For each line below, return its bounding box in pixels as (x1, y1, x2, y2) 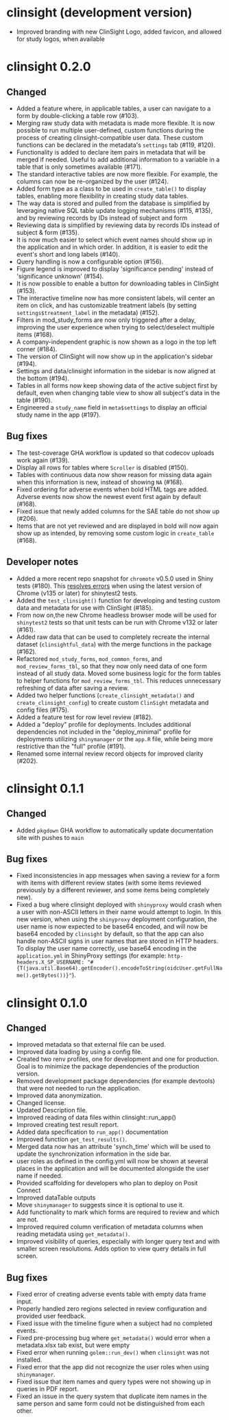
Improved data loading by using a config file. (16, 1048, 143, 1056)
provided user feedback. (16, 1312, 86, 1320)
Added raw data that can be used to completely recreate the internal (16, 633, 210, 641)
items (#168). (16, 330, 54, 338)
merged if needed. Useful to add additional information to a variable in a (16, 155, 220, 163)
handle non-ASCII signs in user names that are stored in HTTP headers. (16, 937, 219, 945)
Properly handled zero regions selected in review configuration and (16, 1305, 207, 1313)
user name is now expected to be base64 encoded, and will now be (16, 922, 208, 931)
